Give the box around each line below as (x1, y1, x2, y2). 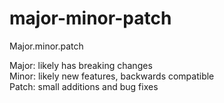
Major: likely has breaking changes (9, 59, 153, 71)
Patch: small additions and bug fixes (9, 80, 159, 92)
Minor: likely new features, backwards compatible (9, 70, 215, 82)
